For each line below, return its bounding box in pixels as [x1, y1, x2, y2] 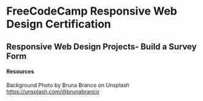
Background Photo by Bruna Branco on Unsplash [6, 81, 130, 89]
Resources [6, 68, 35, 75]
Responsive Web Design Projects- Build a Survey [6, 41, 197, 52]
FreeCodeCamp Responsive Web [6, 4, 177, 18]
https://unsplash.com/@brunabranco [6, 88, 100, 95]
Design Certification [6, 17, 111, 31]
